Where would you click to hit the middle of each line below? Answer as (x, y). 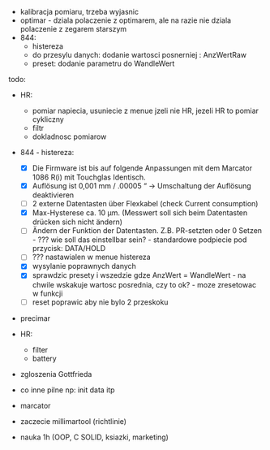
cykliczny (48, 119)
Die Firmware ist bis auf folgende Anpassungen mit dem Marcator (142, 168)
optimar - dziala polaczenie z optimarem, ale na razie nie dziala (126, 20)
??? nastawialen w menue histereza (92, 257)
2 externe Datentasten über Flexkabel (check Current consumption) (145, 204)
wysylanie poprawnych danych (84, 266)
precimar (35, 318)
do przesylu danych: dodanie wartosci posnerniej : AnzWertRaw (139, 55)
